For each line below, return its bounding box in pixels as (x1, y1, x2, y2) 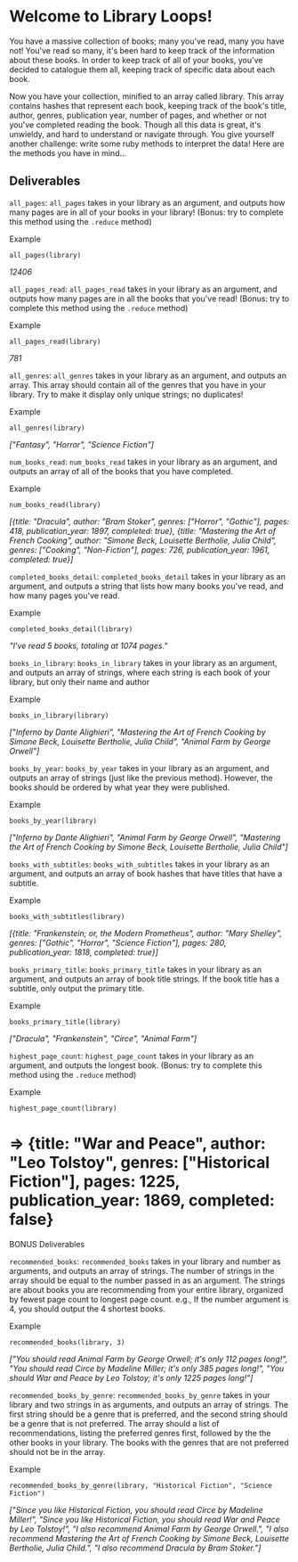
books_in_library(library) (9, 711, 109, 719)
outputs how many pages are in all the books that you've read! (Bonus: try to (9, 292, 290, 304)
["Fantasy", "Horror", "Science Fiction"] (9, 439, 154, 449)
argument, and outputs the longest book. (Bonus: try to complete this (9, 1059, 262, 1071)
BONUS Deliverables (9, 1238, 85, 1249)
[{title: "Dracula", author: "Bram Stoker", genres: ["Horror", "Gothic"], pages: (9, 515, 290, 527)
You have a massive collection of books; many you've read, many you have (9, 36, 285, 46)
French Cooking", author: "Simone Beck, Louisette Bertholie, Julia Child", (9, 535, 278, 546)
